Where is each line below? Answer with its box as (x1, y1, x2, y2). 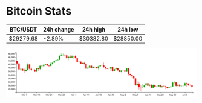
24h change (43, 26, 74, 33)
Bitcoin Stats (6, 4, 72, 18)
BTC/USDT (10, 26, 37, 33)
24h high (82, 26, 106, 33)
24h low (117, 26, 138, 33)
